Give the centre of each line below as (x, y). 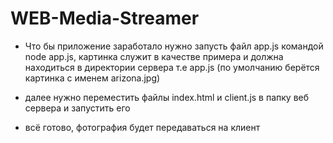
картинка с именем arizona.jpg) (92, 78)
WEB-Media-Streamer (105, 18)
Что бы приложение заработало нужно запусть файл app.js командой (174, 46)
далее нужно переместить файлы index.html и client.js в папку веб (167, 97)
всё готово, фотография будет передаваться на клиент (142, 127)
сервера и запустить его (77, 108)
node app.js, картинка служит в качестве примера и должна (154, 56)
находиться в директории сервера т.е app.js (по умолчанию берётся (172, 67)
